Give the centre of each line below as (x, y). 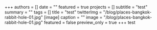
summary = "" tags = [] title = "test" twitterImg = (53, 12)
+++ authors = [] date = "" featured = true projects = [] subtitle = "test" (76, 7)
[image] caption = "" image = (73, 17)
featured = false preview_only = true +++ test (90, 22)
